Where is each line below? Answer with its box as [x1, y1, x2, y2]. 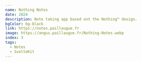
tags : [5, 40, 16, 45]
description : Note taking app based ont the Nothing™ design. [5, 16, 137, 21]
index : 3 [5, 35, 23, 40]
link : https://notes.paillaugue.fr [5, 26, 79, 31]
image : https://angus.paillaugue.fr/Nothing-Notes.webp [5, 30, 124, 35]
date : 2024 [5, 12, 28, 17]
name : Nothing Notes [5, 7, 48, 12]
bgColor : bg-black [5, 21, 43, 26]
